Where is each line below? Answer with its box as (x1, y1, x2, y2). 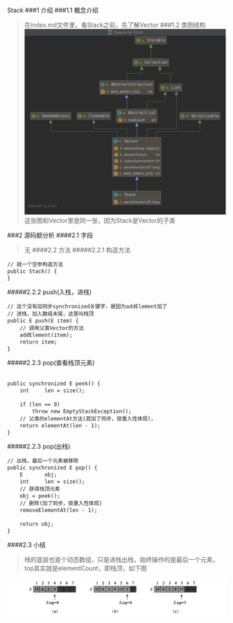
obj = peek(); (19, 493, 60, 500)
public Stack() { (7, 268, 58, 275)
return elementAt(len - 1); (19, 423, 101, 429)
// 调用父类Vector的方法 (19, 325, 85, 332)
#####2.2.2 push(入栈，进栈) (7, 288, 92, 296)
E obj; (19, 471, 58, 479)
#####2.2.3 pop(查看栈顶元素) (7, 359, 95, 367)
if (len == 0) (19, 401, 60, 408)
